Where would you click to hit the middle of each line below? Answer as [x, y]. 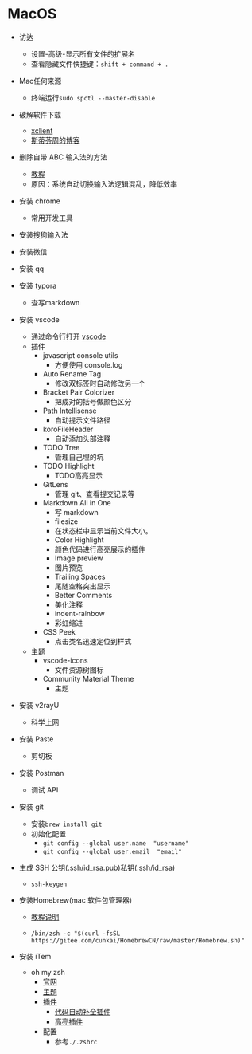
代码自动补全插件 [83, 1011]
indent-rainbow [79, 613]
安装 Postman [41, 773]
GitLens [55, 484]
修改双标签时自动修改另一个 [100, 383]
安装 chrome [39, 201]
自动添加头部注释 [83, 439]
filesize [66, 521]
